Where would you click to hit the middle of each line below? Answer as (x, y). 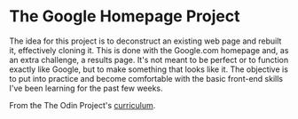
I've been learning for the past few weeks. (86, 88)
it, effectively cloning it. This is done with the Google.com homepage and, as (149, 50)
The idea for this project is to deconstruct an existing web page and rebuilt (145, 41)
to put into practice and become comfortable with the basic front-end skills (146, 78)
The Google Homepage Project (125, 16)
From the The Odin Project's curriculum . (82, 105)
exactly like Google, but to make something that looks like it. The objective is (149, 69)
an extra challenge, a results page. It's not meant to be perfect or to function (149, 59)
